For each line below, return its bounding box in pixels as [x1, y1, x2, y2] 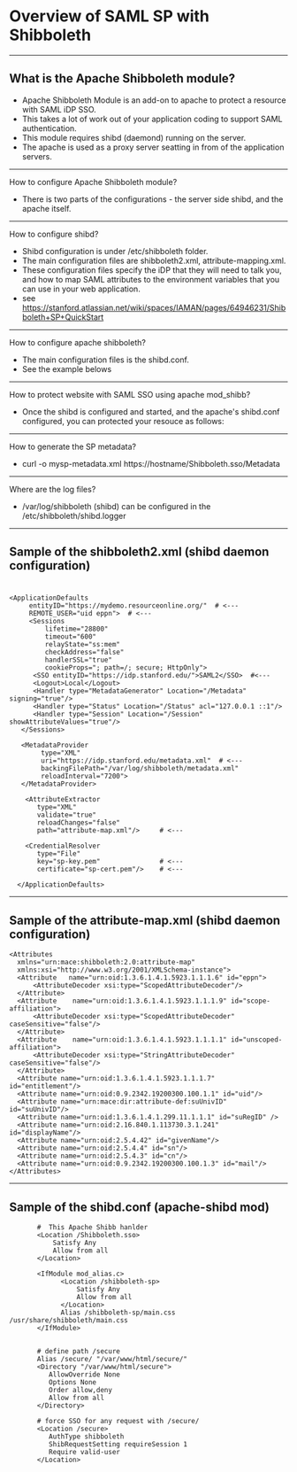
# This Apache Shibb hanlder [36, 1222, 148, 1232]
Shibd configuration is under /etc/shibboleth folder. [21, 245, 209, 256]
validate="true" [36, 810, 97, 820]
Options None [48, 1377, 97, 1387]
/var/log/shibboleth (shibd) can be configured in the [21, 500, 211, 511]
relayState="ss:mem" [44, 640, 121, 649]
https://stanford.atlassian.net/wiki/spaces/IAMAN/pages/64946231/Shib [21, 302, 286, 313]
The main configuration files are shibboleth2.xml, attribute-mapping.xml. [21, 255, 286, 266]
